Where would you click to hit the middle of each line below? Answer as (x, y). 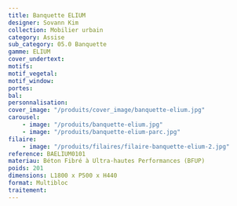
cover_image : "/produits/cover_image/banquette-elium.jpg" (107, 110)
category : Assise (36, 37)
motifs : (21, 67)
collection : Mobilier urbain (56, 30)
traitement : (27, 190)
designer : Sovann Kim (44, 23)
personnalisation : (38, 103)
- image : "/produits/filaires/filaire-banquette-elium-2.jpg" (126, 146)
